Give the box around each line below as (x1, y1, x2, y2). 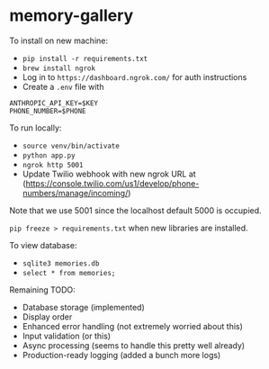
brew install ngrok (22, 64, 96, 73)
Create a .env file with (22, 81, 104, 92)
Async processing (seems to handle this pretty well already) (22, 339, 246, 351)
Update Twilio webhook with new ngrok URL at (22, 168, 196, 179)
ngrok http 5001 (22, 160, 84, 169)
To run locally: (9, 122, 62, 133)
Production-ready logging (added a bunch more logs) (22, 349, 221, 360)
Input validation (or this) (22, 330, 111, 341)
